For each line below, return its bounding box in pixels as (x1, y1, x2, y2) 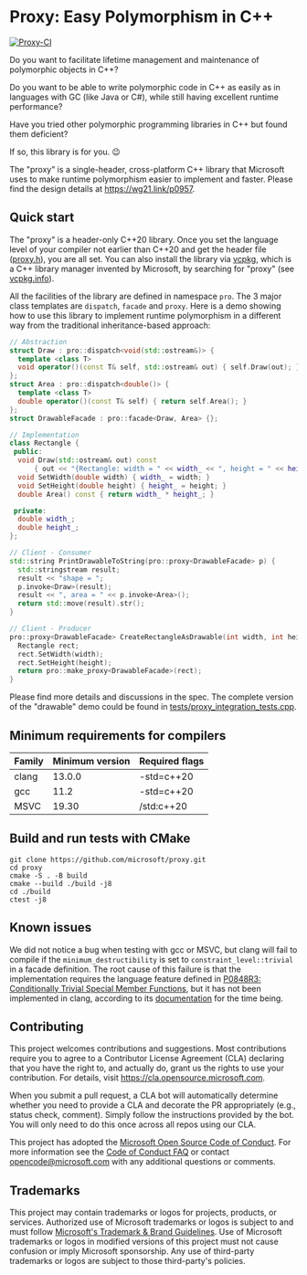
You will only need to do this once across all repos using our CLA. (9, 1119, 257, 1130)
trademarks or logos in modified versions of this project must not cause (9, 1236, 279, 1248)
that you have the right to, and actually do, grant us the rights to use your (9, 1062, 285, 1074)
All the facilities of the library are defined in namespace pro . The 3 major (9, 290, 282, 301)
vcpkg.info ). (9, 272, 55, 284)
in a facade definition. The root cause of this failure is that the (9, 964, 242, 975)
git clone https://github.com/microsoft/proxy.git (9, 855, 206, 864)
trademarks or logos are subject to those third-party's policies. (9, 1256, 246, 1267)
